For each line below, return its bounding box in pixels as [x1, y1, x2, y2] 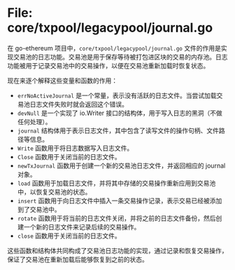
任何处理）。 [17, 117, 52, 126]
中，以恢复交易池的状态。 [17, 187, 92, 196]
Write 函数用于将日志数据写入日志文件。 [17, 144, 134, 152]
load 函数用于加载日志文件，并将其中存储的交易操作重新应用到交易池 [17, 179, 216, 187]
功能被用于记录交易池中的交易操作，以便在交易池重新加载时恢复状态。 [7, 61, 210, 69]
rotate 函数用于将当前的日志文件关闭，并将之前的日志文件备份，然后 [17, 214, 216, 222]
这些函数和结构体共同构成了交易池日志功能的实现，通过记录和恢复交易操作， [7, 246, 228, 255]
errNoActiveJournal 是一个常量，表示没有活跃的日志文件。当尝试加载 [17, 91, 217, 100]
